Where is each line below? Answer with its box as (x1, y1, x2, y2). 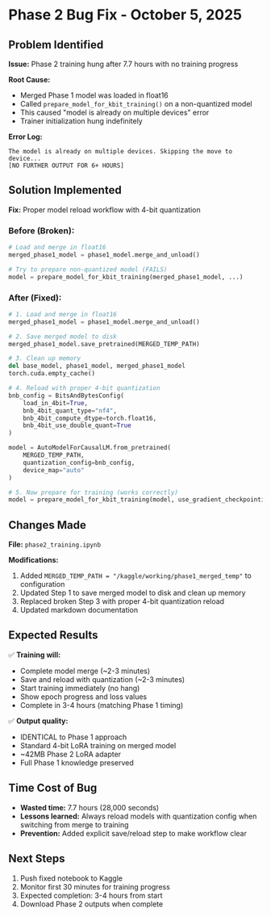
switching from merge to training (19, 819, 129, 829)
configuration (19, 580, 65, 589)
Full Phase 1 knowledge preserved (19, 757, 135, 768)
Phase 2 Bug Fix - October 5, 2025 (8, 6, 243, 24)
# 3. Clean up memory (8, 354, 81, 362)
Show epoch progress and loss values (19, 692, 148, 701)
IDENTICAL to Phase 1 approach (19, 732, 127, 742)
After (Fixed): (8, 292, 62, 304)
